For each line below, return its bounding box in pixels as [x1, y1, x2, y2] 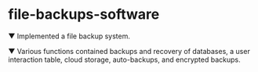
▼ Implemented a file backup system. [8, 31, 131, 41]
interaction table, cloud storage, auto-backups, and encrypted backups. [8, 55, 241, 64]
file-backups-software [8, 5, 160, 23]
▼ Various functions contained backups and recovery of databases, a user [8, 46, 251, 56]
